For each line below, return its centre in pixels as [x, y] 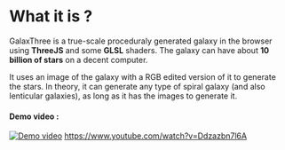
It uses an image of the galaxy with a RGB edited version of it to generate [143, 76]
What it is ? [51, 16]
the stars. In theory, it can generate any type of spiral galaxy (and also [137, 86]
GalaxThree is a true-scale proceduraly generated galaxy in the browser [141, 41]
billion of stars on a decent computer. [79, 59]
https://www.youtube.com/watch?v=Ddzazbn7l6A [155, 136]
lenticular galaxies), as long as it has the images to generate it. [123, 96]
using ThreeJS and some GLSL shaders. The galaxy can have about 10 [139, 50]
